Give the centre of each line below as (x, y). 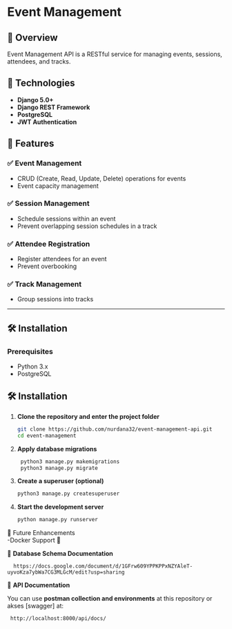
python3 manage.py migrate (59, 468)
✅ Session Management (48, 203)
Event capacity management (58, 186)
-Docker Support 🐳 (34, 541)
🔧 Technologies (41, 83)
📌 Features (31, 143)
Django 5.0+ (35, 100)
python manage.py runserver (57, 520)
